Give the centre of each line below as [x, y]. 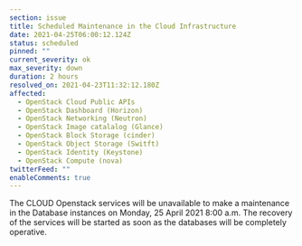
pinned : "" [30, 52]
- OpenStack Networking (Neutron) [82, 118]
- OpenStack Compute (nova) [71, 161]
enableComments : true [50, 177]
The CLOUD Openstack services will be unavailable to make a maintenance [150, 203]
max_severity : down [46, 69]
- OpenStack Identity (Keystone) [80, 152]
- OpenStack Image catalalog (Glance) [91, 128]
